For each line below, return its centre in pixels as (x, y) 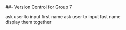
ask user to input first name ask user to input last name (63, 17)
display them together (28, 22)
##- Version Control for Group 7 (39, 7)
